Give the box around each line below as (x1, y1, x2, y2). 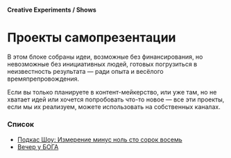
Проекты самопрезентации (7, 30, 176, 45)
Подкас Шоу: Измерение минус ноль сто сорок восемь (17, 135, 182, 144)
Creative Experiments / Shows (7, 6, 97, 14)
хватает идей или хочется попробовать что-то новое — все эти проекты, (7, 95, 225, 103)
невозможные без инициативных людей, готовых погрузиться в (7, 59, 198, 68)
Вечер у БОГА (17, 142, 59, 151)
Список (7, 119, 35, 129)
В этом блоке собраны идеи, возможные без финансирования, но (7, 52, 203, 61)
